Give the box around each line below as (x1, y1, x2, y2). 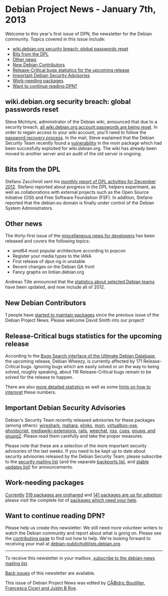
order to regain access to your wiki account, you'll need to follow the (5, 129, 146, 135)
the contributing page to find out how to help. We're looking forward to (5, 535, 151, 541)
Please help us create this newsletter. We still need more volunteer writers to (5, 525, 163, 531)
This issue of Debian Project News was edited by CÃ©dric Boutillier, (5, 580, 145, 586)
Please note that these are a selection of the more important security (5, 442, 147, 449)
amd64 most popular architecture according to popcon (12, 248, 126, 254)
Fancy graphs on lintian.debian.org (12, 269, 84, 275)
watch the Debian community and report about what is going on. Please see (5, 530, 161, 536)
